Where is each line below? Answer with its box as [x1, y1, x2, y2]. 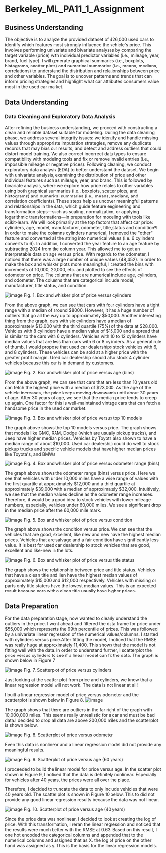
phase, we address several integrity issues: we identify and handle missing [5, 135, 158, 141]
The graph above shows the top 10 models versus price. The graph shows [5, 424, 157, 430]
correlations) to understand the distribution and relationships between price [5, 68, 160, 74]
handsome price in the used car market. [5, 405, 87, 411]
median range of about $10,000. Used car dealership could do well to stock [5, 440, 159, 446]
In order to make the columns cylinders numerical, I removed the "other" [5, 230, 153, 236]
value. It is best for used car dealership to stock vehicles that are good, [5, 542, 150, 548]
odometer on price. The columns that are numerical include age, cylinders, [5, 272, 158, 278]
